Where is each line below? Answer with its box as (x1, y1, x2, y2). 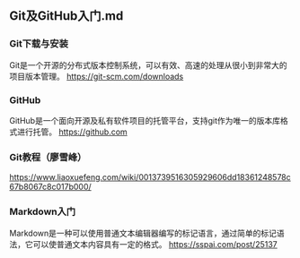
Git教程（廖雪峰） (9, 150, 87, 163)
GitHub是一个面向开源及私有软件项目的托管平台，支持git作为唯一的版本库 (9, 115, 281, 125)
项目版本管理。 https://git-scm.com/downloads (9, 71, 184, 82)
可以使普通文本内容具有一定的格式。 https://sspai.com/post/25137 (32, 238, 278, 249)
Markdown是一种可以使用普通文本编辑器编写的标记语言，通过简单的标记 (9, 228, 277, 238)
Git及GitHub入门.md (9, 8, 124, 24)
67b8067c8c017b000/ (9, 182, 92, 193)
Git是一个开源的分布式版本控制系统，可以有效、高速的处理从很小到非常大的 (9, 59, 287, 70)
